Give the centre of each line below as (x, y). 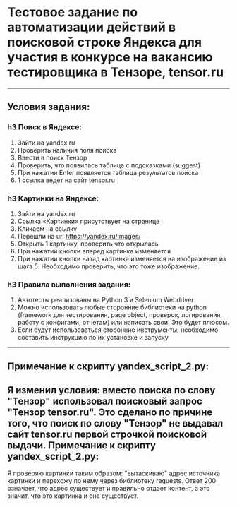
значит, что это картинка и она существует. (73, 496)
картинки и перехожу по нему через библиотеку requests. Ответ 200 (112, 481)
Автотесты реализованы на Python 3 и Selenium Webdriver (105, 300)
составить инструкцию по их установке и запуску (93, 338)
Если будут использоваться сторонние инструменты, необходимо (118, 330)
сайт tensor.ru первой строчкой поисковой (107, 434)
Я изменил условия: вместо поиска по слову (111, 390)
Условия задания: (49, 107)
